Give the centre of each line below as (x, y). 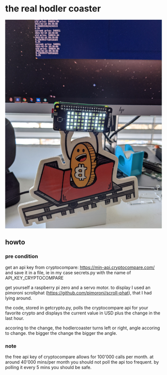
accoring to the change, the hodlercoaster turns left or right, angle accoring (83, 328)
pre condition (22, 256)
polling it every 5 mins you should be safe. (48, 367)
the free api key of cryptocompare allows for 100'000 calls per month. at (80, 357)
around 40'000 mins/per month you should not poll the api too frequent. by (82, 362)
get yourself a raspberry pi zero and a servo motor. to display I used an (78, 287)
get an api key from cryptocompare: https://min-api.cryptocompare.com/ (80, 267)
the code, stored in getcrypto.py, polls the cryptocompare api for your (77, 307)
